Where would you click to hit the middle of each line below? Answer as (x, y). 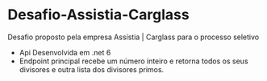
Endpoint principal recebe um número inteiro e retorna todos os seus (133, 61)
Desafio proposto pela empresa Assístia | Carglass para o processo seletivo (133, 37)
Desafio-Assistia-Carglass (99, 15)
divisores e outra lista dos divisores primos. (92, 69)
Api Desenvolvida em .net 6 (65, 52)
